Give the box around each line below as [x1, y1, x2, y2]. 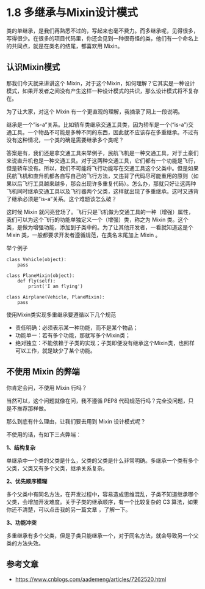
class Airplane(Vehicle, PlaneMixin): [6, 294, 105, 300]
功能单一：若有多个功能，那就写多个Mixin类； [15, 332, 131, 339]
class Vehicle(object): [6, 256, 67, 262]
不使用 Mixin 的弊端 [6, 367, 81, 377]
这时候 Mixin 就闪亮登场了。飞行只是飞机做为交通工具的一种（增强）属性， [6, 208, 194, 215]
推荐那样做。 [16, 405, 49, 412]
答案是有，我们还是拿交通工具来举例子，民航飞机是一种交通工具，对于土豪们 [6, 149, 199, 156]
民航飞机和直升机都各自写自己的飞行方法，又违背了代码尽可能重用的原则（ [6, 172, 193, 180]
